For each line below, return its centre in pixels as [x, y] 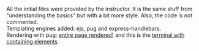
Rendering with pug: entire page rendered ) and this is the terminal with [96, 35]
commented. [22, 22]
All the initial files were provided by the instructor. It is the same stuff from [99, 9]
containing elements [32, 41]
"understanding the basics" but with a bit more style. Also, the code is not [99, 15]
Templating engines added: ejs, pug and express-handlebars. [84, 28]
